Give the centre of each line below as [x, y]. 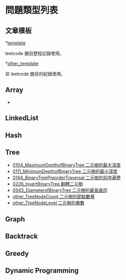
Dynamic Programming [42, 270]
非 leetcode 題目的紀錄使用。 [35, 74]
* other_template [22, 63]
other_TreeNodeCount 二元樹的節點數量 [54, 197]
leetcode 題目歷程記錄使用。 [35, 53]
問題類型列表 [32, 10]
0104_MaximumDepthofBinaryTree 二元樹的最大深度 [67, 165]
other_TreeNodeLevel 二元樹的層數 [48, 203]
